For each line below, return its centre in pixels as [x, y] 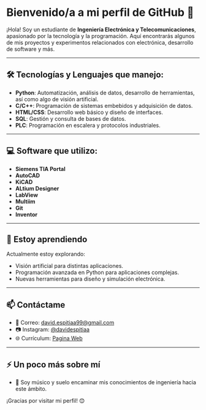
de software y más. [31, 49]
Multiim [25, 201]
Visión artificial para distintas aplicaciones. [69, 266]
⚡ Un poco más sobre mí [53, 364]
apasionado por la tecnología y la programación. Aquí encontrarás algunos [101, 36]
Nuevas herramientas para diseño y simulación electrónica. [90, 279]
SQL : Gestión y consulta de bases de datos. [71, 118]
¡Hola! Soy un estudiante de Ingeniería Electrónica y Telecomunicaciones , [101, 29]
